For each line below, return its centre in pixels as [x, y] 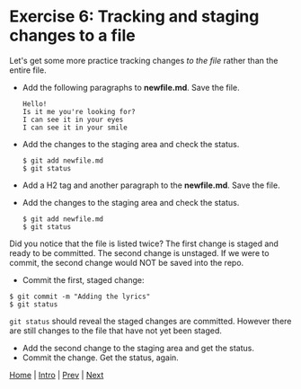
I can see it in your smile [75, 128]
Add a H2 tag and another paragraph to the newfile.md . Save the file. [151, 185]
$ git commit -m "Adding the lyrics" [80, 296]
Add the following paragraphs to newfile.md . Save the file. [131, 87]
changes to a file [73, 35]
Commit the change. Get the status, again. [101, 358]
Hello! [35, 104]
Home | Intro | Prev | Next [57, 375]
